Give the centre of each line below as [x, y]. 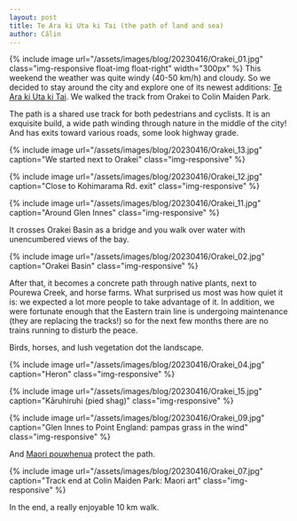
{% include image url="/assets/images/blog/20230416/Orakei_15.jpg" [136, 391]
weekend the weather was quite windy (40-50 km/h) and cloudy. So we [140, 78]
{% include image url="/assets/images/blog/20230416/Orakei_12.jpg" [136, 177]
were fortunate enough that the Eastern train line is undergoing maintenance [148, 312]
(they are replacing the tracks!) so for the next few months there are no [139, 321]
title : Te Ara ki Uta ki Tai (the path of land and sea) [117, 26]
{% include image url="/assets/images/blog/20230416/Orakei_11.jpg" [135, 203]
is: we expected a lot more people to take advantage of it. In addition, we [142, 302]
